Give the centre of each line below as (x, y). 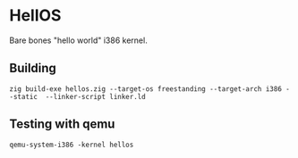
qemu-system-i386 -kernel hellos (72, 145)
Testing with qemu (62, 125)
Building (33, 68)
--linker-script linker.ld (95, 96)
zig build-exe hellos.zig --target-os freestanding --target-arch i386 (145, 89)
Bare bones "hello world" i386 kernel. (78, 40)
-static (24, 96)
